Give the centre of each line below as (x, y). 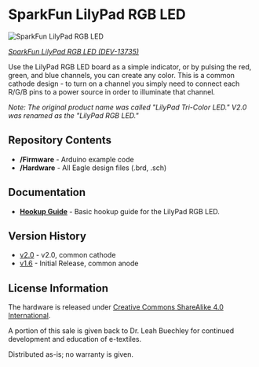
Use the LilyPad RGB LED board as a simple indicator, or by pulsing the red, (130, 67)
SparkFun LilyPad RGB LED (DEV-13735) (74, 51)
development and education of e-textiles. (75, 339)
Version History (47, 236)
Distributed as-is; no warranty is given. (71, 354)
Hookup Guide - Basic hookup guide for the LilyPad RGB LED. (119, 211)
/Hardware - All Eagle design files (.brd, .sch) (93, 168)
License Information (58, 288)
